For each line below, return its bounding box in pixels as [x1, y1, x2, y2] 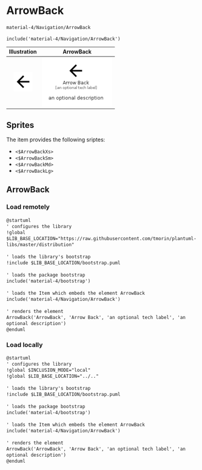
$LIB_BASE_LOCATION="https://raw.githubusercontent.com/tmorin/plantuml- [6, 235, 197, 241]
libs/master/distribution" [6, 241, 75, 247]
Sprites [6, 119, 35, 130]
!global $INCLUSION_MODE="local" [6, 367, 91, 373]
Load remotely [6, 203, 50, 211]
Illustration [8, 48, 38, 55]
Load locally [6, 340, 43, 349]
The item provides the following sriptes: [6, 136, 106, 143]
